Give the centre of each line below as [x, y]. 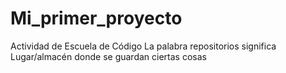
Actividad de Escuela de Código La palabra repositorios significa [143, 46]
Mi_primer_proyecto [96, 18]
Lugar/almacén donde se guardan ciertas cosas [108, 56]
